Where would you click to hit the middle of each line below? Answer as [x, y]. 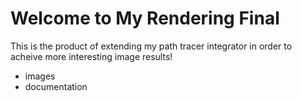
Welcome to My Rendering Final [145, 18]
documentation [56, 86]
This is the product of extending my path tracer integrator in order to [151, 46]
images [40, 76]
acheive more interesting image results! [91, 56]
